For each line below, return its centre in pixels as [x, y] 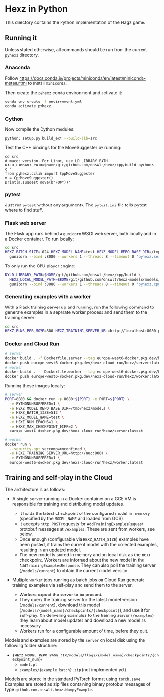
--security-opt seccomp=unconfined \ [48, 449]
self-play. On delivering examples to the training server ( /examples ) [87, 615]
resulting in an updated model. [50, 550]
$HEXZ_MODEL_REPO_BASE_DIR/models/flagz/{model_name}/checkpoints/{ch [85, 656]
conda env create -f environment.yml [43, 102]
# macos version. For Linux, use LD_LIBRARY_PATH [57, 161]
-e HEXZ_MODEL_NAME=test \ [37, 417]
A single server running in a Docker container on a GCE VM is [74, 499]
